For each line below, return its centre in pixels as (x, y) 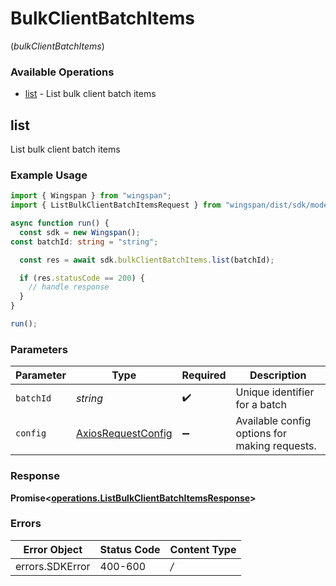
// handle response (69, 287)
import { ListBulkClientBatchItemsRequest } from (116, 205)
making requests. (276, 446)
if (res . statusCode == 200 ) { (82, 278)
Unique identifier (275, 392)
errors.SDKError (53, 566)
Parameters (39, 349)
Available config (273, 421)
